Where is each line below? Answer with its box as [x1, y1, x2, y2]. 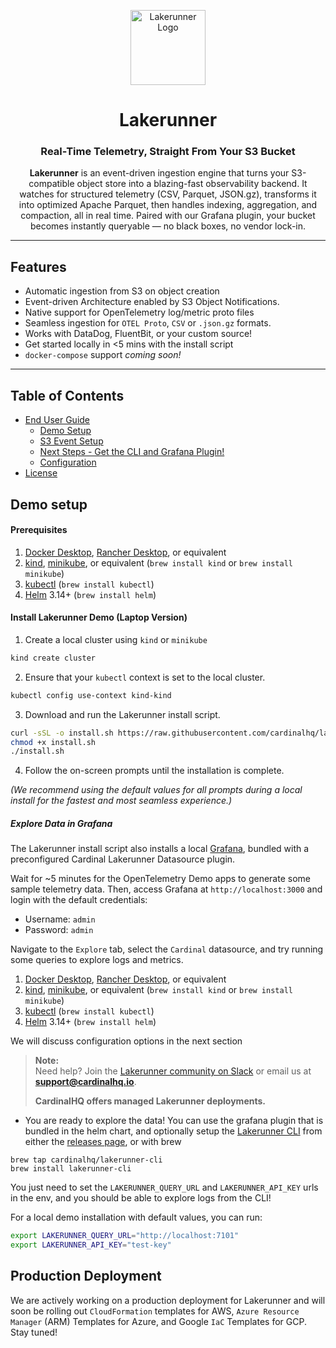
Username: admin [24, 913, 96, 925]
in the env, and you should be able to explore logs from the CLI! [10, 1192, 272, 1204]
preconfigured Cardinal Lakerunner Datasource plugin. [10, 853, 236, 865]
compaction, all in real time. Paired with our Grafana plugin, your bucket [20, 210, 316, 222]
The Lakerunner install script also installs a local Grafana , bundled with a [10, 843, 310, 855]
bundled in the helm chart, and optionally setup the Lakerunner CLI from [24, 1125, 323, 1137]
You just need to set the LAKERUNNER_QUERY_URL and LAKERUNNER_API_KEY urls [10, 1181, 319, 1194]
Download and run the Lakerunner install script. [24, 708, 221, 720]
